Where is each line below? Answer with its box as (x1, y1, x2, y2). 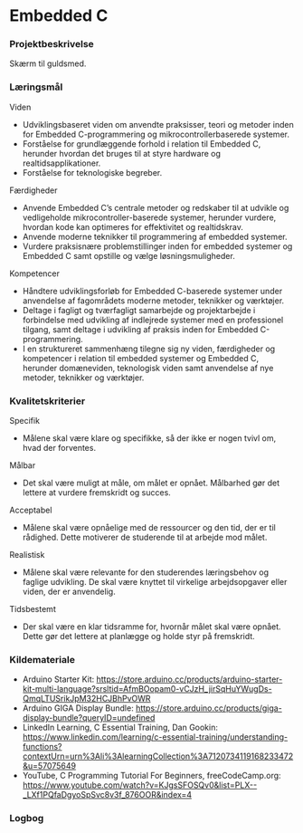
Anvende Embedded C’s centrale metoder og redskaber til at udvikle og (22, 202, 289, 213)
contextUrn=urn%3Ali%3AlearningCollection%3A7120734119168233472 (22, 751, 294, 761)
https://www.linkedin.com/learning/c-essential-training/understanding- (22, 732, 288, 742)
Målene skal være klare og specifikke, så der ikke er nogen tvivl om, (22, 433, 277, 444)
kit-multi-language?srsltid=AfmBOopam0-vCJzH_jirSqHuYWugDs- (22, 684, 273, 694)
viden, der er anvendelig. (22, 586, 116, 598)
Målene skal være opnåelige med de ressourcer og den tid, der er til (22, 522, 276, 533)
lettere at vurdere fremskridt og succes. (22, 487, 172, 498)
